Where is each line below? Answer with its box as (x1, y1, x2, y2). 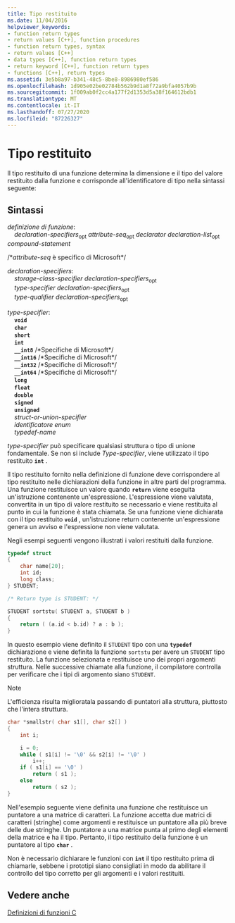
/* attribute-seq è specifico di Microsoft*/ (7, 253, 127, 261)
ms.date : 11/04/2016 (7, 17, 68, 24)
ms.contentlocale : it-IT (7, 102, 80, 109)
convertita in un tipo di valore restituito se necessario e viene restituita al (7, 500, 218, 508)
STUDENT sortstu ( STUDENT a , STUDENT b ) (7, 607, 131, 615)
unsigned (13, 407, 40, 414)
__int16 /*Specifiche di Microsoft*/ (13, 353, 118, 361)
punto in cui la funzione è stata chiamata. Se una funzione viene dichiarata (7, 507, 224, 516)
